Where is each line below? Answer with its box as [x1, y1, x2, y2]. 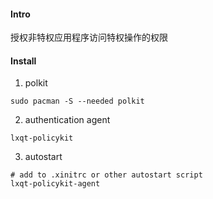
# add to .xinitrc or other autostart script [10, 170, 203, 180]
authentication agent [24, 114, 111, 126]
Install [10, 55, 37, 67]
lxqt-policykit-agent [10, 179, 101, 189]
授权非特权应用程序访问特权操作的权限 [10, 31, 168, 44]
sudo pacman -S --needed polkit [10, 96, 145, 107]
